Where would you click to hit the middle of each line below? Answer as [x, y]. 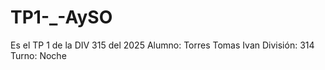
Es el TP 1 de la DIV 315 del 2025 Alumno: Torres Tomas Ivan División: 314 [162, 45]
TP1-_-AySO [61, 17]
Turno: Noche [38, 55]
